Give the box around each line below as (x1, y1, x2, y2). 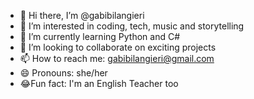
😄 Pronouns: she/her (19, 67, 108, 79)
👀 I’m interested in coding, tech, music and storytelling (19, 20, 245, 32)
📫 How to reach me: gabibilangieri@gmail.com (19, 53, 215, 64)
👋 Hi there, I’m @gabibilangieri (19, 10, 145, 21)
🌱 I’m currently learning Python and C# (19, 31, 181, 42)
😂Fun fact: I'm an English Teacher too (19, 78, 179, 89)
